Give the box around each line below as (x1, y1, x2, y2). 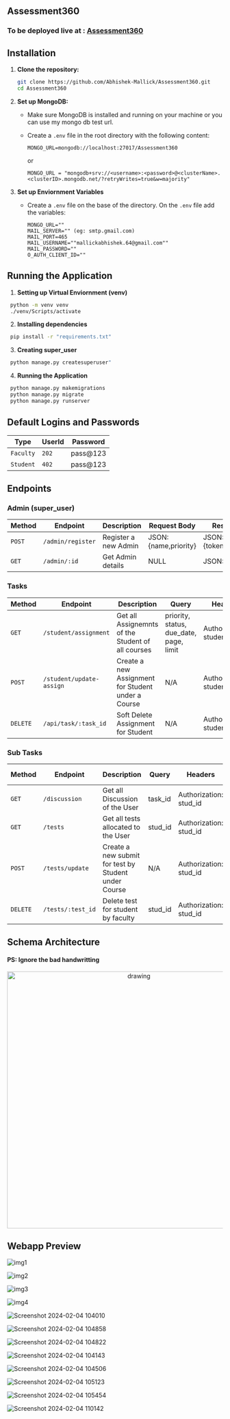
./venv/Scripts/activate (10, 308, 81, 314)
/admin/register (43, 538, 96, 545)
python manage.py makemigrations (10, 385, 106, 392)
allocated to (102, 822, 140, 832)
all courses (116, 645, 152, 654)
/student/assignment (43, 628, 110, 637)
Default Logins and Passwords (7, 417, 140, 428)
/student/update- (43, 675, 100, 682)
